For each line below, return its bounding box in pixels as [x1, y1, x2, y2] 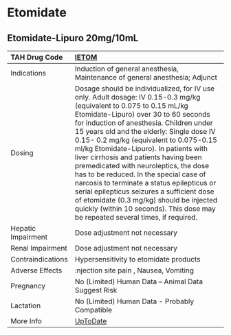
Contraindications [10, 255, 68, 264]
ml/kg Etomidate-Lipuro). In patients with [74, 144, 208, 153]
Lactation [10, 301, 41, 310]
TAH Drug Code [10, 53, 63, 62]
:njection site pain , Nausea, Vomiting [74, 266, 195, 275]
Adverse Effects [10, 266, 63, 275]
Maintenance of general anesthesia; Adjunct [74, 73, 218, 82]
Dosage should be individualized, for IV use [74, 84, 215, 93]
